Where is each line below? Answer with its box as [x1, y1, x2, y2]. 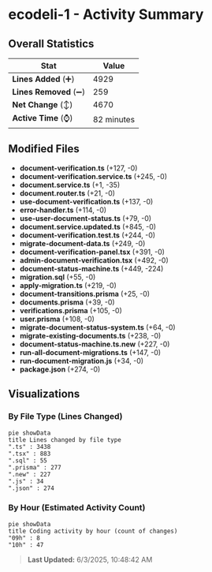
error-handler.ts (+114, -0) [19, 205, 107, 215]
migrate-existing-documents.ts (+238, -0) [19, 331, 162, 340]
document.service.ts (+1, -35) [19, 180, 121, 189]
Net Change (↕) [12, 99, 73, 110]
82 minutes [92, 114, 136, 125]
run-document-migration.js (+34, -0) [19, 356, 144, 365]
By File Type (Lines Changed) [8, 411, 123, 422]
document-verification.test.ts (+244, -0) [19, 230, 156, 240]
